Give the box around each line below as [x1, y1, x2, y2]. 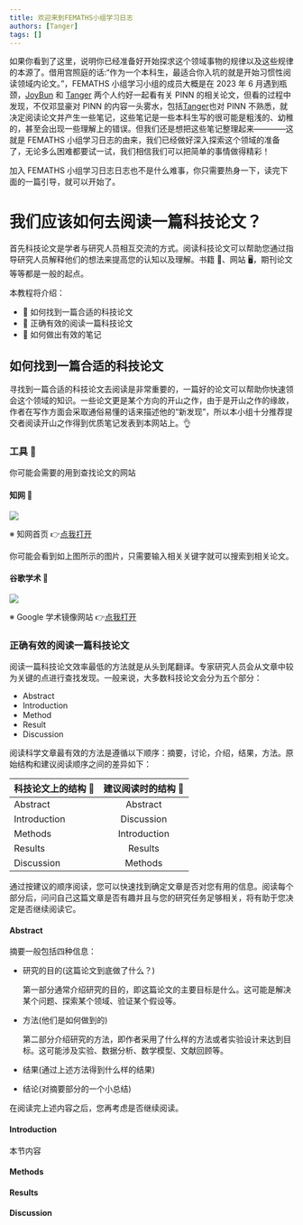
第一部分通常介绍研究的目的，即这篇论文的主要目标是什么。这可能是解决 [22, 984, 291, 995]
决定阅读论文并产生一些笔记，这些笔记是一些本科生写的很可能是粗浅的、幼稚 [9, 112, 294, 123]
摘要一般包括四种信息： [9, 946, 96, 957]
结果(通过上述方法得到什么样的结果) [22, 1064, 156, 1075]
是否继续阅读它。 [16, 904, 81, 915]
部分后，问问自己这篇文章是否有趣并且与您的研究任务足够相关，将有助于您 [9, 892, 286, 903]
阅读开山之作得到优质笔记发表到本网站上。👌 [24, 418, 191, 428]
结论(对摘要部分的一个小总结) [22, 1083, 133, 1094]
